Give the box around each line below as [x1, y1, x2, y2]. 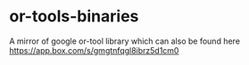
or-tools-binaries [9, 6, 139, 27]
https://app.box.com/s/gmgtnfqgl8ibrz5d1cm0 [9, 45, 179, 55]
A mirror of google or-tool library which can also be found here [9, 36, 241, 46]
